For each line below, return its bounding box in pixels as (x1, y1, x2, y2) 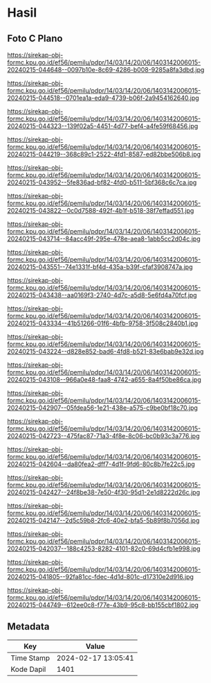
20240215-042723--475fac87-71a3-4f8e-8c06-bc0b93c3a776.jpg (7, 432, 200, 440)
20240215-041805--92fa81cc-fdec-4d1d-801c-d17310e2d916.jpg (7, 573, 194, 580)
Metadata (7, 621, 50, 632)
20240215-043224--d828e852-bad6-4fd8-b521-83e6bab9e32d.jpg (7, 347, 204, 355)
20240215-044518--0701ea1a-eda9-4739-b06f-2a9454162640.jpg (7, 94, 199, 102)
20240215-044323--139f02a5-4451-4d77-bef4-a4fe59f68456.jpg (7, 122, 199, 130)
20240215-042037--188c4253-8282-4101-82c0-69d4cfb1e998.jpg (7, 544, 201, 553)
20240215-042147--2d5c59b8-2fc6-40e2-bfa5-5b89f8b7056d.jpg (7, 517, 200, 524)
